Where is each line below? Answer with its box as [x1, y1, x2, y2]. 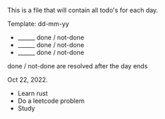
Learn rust [17, 89, 48, 97]
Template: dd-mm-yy [7, 20, 69, 27]
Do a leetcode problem [17, 96, 85, 105]
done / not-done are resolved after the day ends [7, 62, 148, 70]
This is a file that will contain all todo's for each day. [7, 6, 159, 14]
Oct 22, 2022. [7, 75, 48, 84]
